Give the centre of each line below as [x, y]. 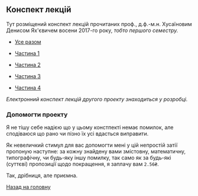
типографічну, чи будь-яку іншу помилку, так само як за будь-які [89, 158]
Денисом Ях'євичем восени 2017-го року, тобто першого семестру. [92, 30]
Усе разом [28, 41]
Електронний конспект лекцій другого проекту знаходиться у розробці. [97, 99]
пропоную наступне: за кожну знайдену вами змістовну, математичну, [96, 152]
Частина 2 [28, 65]
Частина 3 [28, 76]
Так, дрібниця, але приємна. [42, 176]
